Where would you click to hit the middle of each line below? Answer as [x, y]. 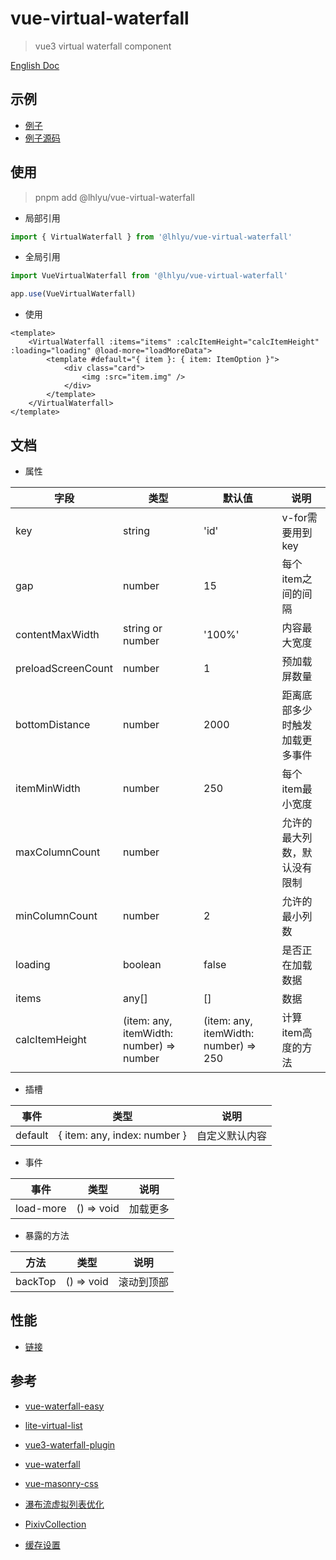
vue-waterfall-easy [64, 1406]
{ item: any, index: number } [122, 1135]
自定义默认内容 [231, 1135]
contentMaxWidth [57, 634]
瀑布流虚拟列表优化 [64, 1504]
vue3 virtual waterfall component [103, 46]
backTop [36, 1281]
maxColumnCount [58, 852]
